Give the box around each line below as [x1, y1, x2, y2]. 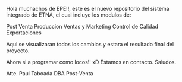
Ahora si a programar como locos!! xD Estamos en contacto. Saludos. [6, 59, 177, 65]
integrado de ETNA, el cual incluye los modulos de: [6, 11, 131, 18]
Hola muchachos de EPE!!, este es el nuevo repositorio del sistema [6, 5, 170, 12]
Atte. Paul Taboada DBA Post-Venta [6, 70, 93, 77]
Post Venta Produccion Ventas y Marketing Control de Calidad [6, 23, 159, 30]
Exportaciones [6, 29, 42, 36]
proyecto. [6, 47, 30, 54]
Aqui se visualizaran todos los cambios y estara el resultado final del [6, 41, 174, 48]
